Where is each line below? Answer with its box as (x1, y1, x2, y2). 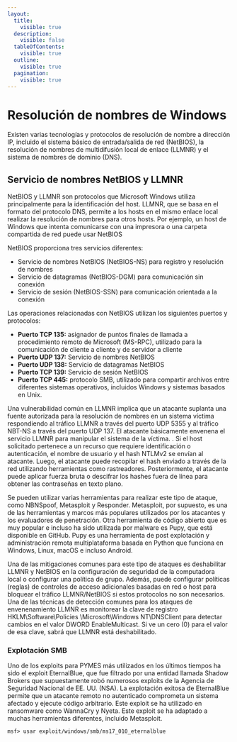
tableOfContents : (13, 43, 65, 50)
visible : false (20, 37, 65, 44)
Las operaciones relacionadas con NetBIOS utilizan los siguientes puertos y (7, 309, 228, 318)
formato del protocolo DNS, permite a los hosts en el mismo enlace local (7, 207, 218, 216)
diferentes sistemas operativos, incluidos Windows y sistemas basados (17, 383, 226, 392)
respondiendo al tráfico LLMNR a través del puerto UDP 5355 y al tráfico (7, 419, 219, 428)
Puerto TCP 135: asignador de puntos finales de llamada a (17, 331, 188, 339)
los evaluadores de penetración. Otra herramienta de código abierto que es (7, 516, 227, 525)
